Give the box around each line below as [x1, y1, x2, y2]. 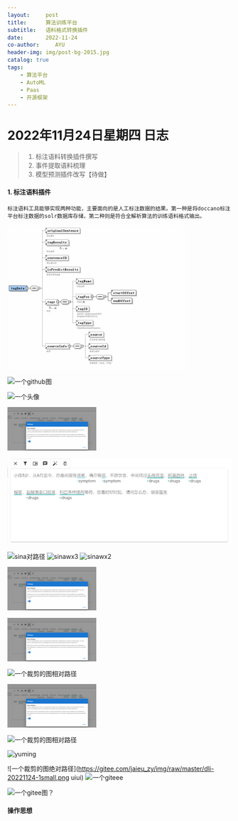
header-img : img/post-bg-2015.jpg [7, 49, 110, 56]
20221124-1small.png [7, 773, 70, 782]
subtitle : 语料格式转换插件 [7, 26, 89, 33]
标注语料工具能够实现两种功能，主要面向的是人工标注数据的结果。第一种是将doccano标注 [7, 205, 231, 212]
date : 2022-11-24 [7, 34, 78, 41]
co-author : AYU [7, 41, 65, 49]
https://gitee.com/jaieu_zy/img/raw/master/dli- [77, 764, 215, 773]
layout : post [7, 11, 59, 18]
